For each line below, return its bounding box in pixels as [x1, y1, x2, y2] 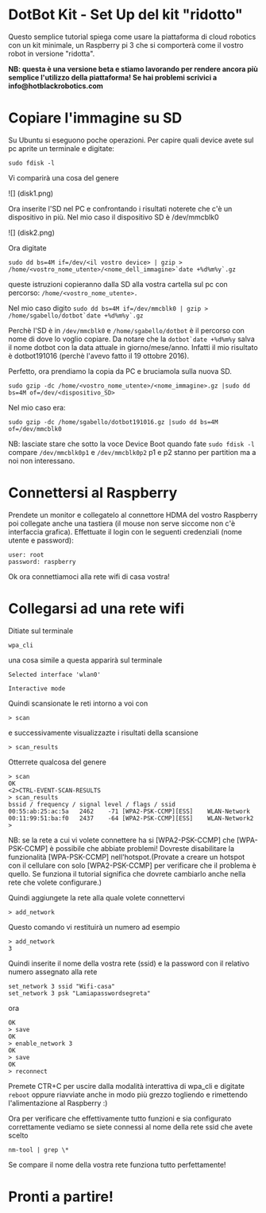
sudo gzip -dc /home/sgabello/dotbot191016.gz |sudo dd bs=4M [8, 418, 218, 426]
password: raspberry [8, 558, 77, 566]
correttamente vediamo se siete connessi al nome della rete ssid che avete [8, 1122, 253, 1131]
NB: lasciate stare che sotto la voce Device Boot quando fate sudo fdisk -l [8, 439, 256, 449]
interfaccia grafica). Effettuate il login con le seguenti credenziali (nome [8, 527, 242, 536]
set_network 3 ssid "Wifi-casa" [8, 982, 115, 990]
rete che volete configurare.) [8, 877, 102, 887]
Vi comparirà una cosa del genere [8, 173, 119, 182]
